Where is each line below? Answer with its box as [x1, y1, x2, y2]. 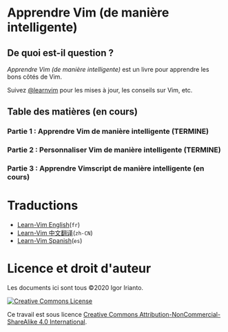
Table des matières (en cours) [7, 106, 138, 118]
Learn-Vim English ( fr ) [17, 221, 81, 229]
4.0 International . [39, 318, 87, 326]
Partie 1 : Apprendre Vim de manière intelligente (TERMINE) [7, 126, 209, 136]
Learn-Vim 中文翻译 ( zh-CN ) [17, 229, 93, 237]
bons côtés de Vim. [7, 72, 62, 81]
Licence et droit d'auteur [7, 261, 152, 277]
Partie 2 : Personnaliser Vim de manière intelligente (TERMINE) [7, 145, 222, 155]
